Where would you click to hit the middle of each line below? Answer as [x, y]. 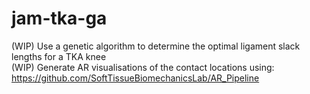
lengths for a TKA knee [59, 56]
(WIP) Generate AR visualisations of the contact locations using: [143, 67]
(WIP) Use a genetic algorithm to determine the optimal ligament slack [156, 46]
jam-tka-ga [59, 18]
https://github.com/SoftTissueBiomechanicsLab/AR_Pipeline [135, 78]
